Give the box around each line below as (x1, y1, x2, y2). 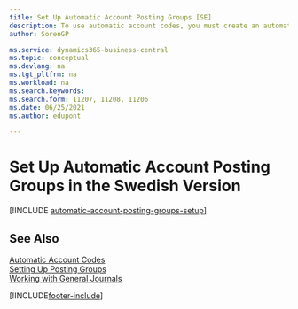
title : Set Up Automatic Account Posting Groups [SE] (9, 12, 213, 22)
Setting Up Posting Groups (9, 264, 106, 274)
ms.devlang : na (9, 62, 66, 71)
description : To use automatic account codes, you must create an (9, 21, 260, 30)
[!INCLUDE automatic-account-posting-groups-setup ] (9, 205, 207, 216)
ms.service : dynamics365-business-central (9, 45, 169, 54)
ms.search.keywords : (9, 86, 86, 96)
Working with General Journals (9, 274, 122, 283)
